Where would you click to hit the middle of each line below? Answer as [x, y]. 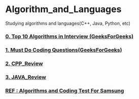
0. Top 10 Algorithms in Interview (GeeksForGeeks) [69, 36]
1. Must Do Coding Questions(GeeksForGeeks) [64, 50]
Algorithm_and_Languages [63, 9]
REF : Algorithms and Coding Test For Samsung [65, 90]
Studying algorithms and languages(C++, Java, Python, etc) [68, 23]
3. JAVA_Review [26, 77]
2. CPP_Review [24, 63]
